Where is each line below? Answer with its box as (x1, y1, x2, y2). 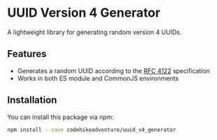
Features (7, 48, 47, 60)
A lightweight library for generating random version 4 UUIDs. (7, 28, 182, 36)
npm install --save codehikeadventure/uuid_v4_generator (7, 126, 177, 133)
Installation (7, 94, 57, 106)
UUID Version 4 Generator (7, 5, 160, 21)
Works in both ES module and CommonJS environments (17, 74, 179, 82)
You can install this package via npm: (7, 113, 114, 121)
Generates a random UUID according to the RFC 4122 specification (17, 66, 211, 75)
